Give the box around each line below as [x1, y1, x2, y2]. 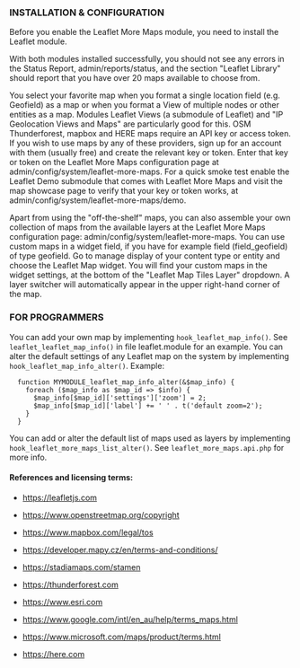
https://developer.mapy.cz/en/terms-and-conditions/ [22, 544, 218, 555]
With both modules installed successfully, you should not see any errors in [9, 54, 285, 65]
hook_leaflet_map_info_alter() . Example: [9, 360, 164, 371]
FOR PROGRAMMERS [9, 312, 104, 324]
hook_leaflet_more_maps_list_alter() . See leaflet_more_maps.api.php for [9, 442, 285, 453]
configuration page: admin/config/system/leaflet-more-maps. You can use [9, 232, 286, 242]
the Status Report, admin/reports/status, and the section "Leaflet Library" [9, 63, 281, 74]
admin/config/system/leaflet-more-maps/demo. [9, 195, 187, 206]
